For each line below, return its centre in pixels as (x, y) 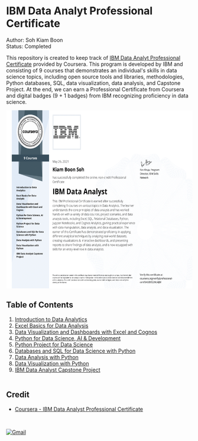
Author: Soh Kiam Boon (35, 40)
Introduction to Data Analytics (51, 319)
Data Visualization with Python (52, 363)
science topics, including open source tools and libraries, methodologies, (95, 77)
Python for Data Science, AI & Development (68, 338)
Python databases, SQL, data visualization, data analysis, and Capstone (93, 83)
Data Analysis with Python (46, 357)
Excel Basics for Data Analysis (51, 325)
